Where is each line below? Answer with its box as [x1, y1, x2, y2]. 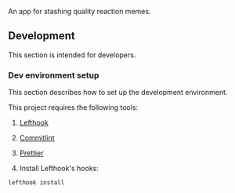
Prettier [19, 148, 44, 158]
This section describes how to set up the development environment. [8, 88, 228, 97]
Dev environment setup [8, 70, 99, 81]
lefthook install [8, 179, 65, 187]
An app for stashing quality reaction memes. [8, 7, 151, 16]
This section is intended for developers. [8, 50, 136, 60]
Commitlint [19, 133, 55, 143]
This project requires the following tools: [8, 103, 139, 112]
